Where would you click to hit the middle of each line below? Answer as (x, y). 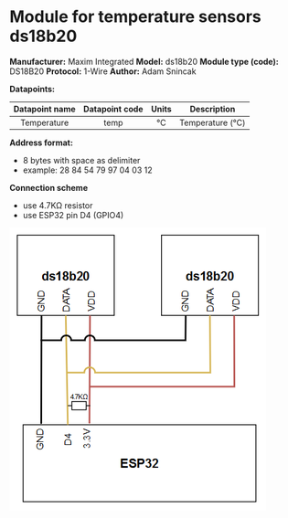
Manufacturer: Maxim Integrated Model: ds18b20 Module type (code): (144, 61)
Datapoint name (44, 109)
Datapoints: (32, 89)
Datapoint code (113, 109)
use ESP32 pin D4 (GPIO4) (73, 216)
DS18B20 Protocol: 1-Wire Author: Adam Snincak (103, 71)
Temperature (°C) (213, 122)
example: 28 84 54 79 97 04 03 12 (87, 170)
